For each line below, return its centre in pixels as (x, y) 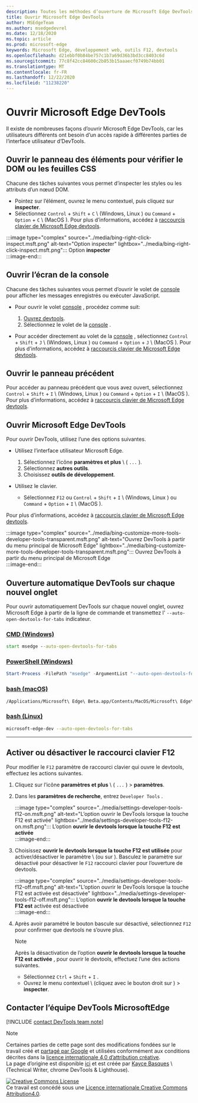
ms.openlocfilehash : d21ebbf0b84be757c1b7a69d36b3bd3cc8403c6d (85, 56)
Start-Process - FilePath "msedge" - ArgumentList (67, 674)
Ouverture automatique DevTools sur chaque (90, 583)
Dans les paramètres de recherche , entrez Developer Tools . (89, 796)
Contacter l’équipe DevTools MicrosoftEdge (88, 1008)
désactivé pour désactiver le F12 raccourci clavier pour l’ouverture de (98, 863)
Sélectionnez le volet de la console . (67, 324)
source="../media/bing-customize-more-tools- (124, 533)
